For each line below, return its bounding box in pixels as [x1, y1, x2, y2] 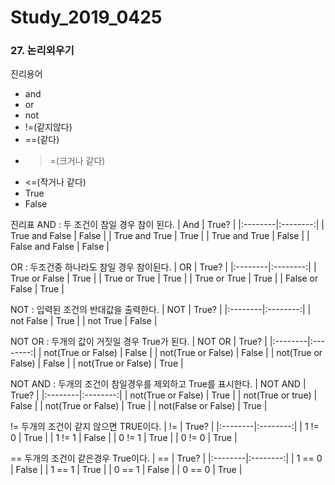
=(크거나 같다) [49, 155, 106, 167]
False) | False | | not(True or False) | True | [10, 357, 184, 370]
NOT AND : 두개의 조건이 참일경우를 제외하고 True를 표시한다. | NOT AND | [10, 378, 307, 390]
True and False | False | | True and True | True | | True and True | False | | [10, 230, 310, 242]
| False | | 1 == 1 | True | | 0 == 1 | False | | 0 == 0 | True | [10, 464, 243, 476]
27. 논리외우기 [10, 44, 75, 58]
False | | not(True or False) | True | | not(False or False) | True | [10, 400, 268, 412]
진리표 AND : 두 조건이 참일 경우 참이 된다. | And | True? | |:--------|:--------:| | [10, 219, 325, 231]
